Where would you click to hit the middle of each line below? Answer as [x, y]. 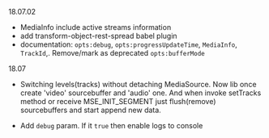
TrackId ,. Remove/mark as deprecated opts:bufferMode [112, 53]
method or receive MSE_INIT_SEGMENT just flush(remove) [118, 101]
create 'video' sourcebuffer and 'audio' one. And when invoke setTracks [141, 93]
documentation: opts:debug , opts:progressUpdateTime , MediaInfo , [128, 44]
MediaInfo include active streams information [96, 27]
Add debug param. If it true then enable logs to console [111, 125]
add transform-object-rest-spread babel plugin [98, 36]
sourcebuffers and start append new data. [91, 110]
